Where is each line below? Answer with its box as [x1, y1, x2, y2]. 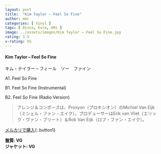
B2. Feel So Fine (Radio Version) [5, 94, 70, 100]
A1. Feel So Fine [5, 75, 37, 81]
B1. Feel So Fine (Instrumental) [5, 85, 66, 90]
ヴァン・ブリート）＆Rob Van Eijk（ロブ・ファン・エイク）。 [25, 116, 147, 122]
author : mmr [5, 16, 29, 21]
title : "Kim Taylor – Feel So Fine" [5, 12, 82, 17]
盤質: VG [5, 137, 23, 143]
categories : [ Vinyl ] [5, 21, 51, 26]
